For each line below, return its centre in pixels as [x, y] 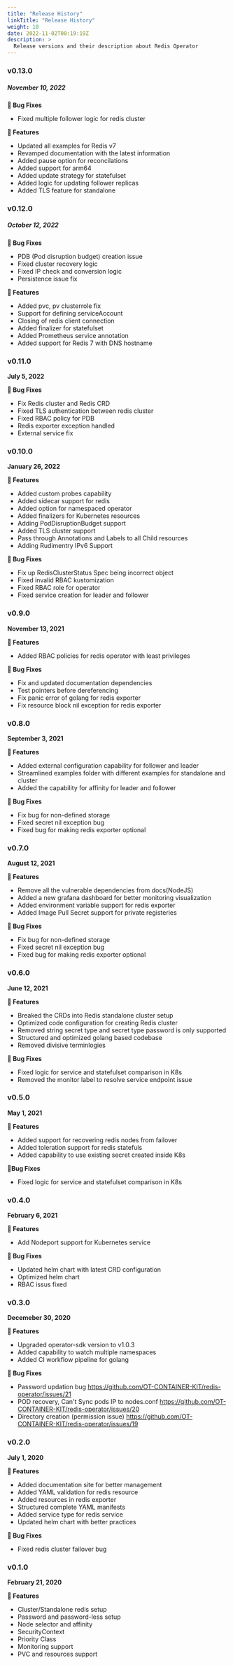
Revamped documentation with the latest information [94, 153]
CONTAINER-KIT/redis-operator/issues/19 [78, 1424]
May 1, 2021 [25, 1113]
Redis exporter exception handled [66, 426]
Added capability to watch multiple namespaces [87, 1352]
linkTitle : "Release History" [51, 20]
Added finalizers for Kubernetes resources [79, 516]
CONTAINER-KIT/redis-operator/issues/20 [78, 1409]
